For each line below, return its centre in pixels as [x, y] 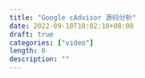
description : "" [39, 59]
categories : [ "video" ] [51, 43]
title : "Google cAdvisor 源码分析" [73, 17]
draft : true [31, 34]
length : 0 [28, 51]
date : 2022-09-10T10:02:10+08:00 [72, 26]
